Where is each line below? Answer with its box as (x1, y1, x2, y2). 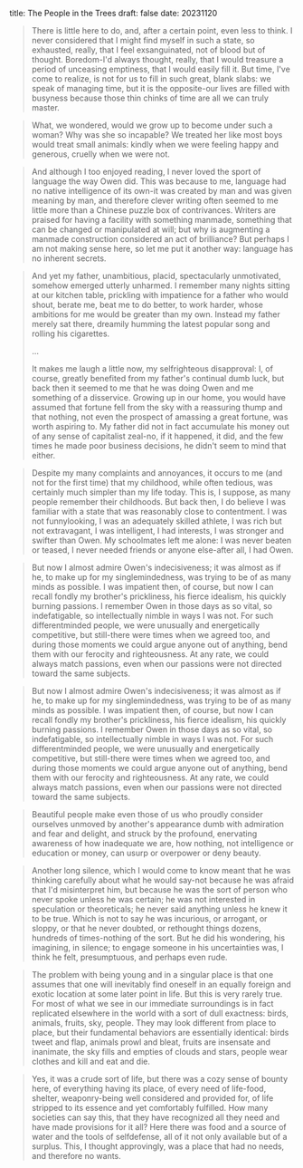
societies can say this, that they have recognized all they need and (31, 1112, 280, 1123)
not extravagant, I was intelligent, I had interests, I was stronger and (31, 526, 285, 536)
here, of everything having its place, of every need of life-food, (31, 1083, 267, 1094)
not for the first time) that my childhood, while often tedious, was (31, 478, 273, 487)
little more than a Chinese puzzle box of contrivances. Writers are (31, 205, 276, 216)
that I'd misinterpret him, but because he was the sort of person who (31, 884, 288, 895)
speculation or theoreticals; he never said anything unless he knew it (31, 903, 288, 914)
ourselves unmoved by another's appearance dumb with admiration (31, 819, 285, 829)
